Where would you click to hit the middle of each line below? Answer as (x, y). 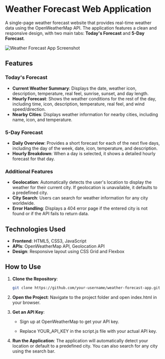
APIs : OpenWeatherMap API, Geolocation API (58, 246)
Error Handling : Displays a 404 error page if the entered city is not (80, 208)
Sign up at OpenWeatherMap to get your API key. (69, 322)
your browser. (26, 302)
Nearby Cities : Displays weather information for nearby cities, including (85, 114)
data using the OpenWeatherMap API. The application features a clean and (81, 28)
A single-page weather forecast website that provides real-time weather (78, 23)
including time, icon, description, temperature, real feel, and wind (78, 104)
